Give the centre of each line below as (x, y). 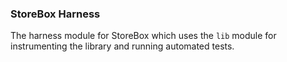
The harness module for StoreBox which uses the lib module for (143, 36)
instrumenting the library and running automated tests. (122, 46)
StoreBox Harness (55, 14)
